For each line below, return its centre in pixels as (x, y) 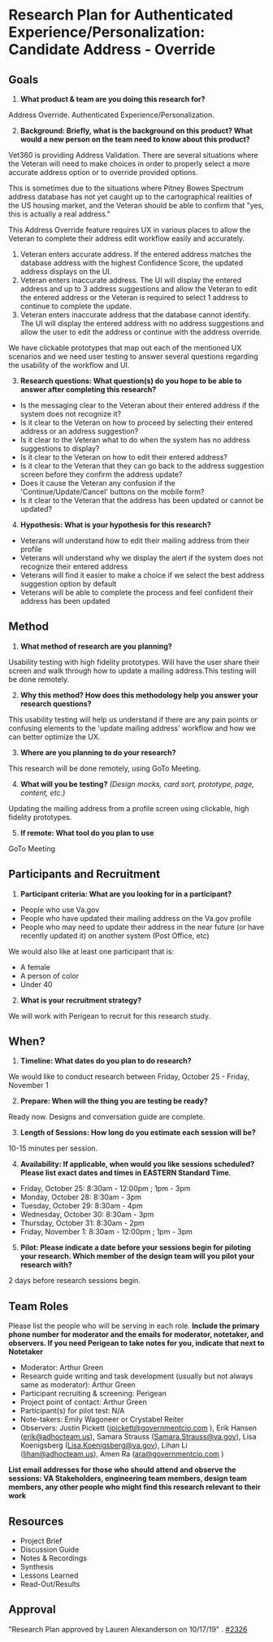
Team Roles (39, 1306)
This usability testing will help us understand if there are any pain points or (133, 719)
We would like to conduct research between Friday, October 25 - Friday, (129, 1076)
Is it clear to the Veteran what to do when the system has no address (135, 440)
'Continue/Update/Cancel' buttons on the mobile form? (112, 491)
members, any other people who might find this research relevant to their (135, 1487)
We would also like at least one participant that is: (91, 951)
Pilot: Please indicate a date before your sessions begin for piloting (136, 1247)
